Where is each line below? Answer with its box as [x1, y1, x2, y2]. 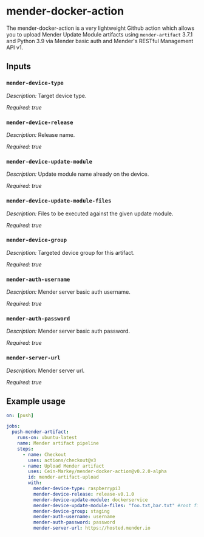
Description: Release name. [6, 131, 75, 138]
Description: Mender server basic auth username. [6, 288, 131, 296]
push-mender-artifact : [12, 429, 69, 435]
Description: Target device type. [6, 92, 87, 99]
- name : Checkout [22, 451, 67, 457]
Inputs [6, 61, 32, 72]
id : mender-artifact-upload [28, 474, 99, 480]
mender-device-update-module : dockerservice [33, 497, 148, 503]
